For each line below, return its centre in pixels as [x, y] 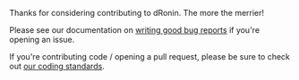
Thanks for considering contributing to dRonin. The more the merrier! [137, 13]
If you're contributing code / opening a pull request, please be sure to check [150, 56]
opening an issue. [42, 40]
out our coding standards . [57, 66]
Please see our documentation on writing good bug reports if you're [135, 30]
